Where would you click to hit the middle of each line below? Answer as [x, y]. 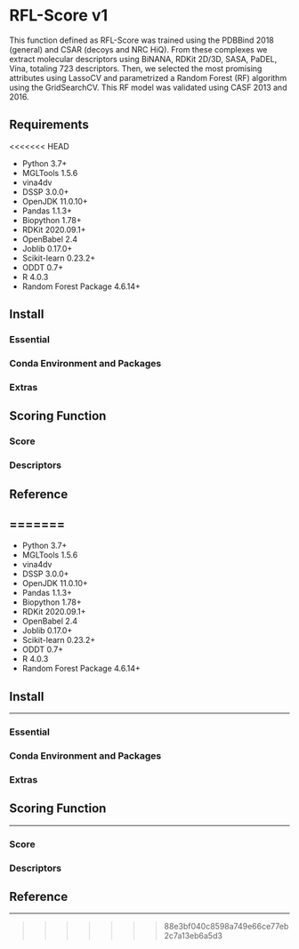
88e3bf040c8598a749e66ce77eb [226, 927]
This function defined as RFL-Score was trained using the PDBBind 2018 [141, 40]
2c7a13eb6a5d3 [193, 936]
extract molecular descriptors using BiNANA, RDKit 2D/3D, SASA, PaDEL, [143, 59]
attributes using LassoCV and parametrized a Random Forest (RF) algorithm [148, 77]
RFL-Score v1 [59, 16]
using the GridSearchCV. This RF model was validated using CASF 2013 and [148, 87]
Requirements [49, 125]
